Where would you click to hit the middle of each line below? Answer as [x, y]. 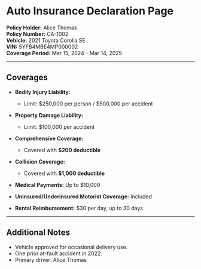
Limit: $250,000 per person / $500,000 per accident [88, 104]
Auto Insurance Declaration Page [90, 11]
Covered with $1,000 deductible [64, 173]
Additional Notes [38, 233]
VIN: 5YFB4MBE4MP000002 [42, 47]
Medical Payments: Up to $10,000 [57, 185]
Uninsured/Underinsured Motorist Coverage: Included [83, 197]
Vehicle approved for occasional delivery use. [71, 247]
